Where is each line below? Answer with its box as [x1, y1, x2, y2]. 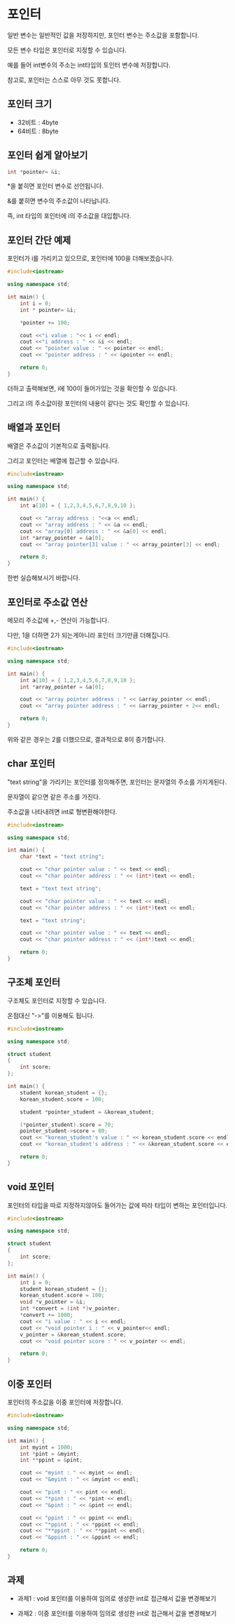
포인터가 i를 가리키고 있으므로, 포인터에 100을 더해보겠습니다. [7, 254, 174, 263]
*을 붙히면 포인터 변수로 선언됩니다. [7, 182, 104, 190]
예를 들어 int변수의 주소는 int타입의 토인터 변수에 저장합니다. [7, 60, 171, 69]
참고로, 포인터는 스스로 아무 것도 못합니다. [7, 75, 121, 84]
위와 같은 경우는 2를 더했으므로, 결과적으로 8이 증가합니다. [7, 735, 166, 743]
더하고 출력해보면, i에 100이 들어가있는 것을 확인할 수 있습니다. [7, 384, 178, 393]
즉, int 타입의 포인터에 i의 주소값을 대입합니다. [7, 212, 131, 220]
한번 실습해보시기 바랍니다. [7, 574, 80, 582]
